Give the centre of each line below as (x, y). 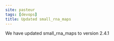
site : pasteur (20, 10)
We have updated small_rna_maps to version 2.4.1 (57, 33)
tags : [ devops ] (21, 14)
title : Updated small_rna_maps (38, 19)
